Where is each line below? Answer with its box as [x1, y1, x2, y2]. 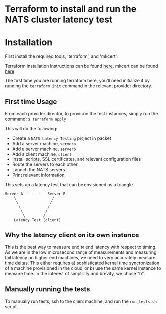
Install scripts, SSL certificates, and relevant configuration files [12, 156, 141, 162]
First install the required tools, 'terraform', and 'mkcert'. [5, 53, 118, 59]
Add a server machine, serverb [12, 146, 76, 152]
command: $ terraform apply [5, 116, 66, 122]
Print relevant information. [12, 172, 66, 178]
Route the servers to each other [12, 161, 78, 167]
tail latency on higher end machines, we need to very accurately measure [5, 254, 156, 260]
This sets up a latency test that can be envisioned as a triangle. [5, 181, 134, 187]
